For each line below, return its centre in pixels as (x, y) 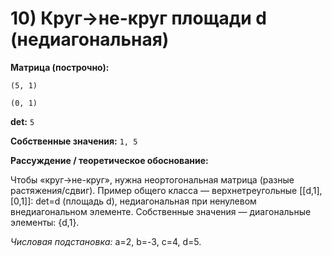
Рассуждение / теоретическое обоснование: (109, 160)
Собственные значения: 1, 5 (74, 141)
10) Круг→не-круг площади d (139, 18)
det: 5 (22, 121)
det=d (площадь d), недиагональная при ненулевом (146, 201)
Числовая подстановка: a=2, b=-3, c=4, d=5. (106, 241)
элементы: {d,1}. (45, 222)
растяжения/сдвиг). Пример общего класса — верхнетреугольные (154, 190)
